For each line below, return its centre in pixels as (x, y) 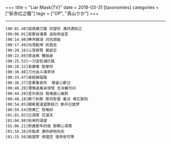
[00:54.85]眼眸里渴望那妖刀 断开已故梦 (42, 104)
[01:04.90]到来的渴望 (26, 121)
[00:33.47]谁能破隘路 (26, 77)
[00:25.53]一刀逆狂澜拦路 (30, 61)
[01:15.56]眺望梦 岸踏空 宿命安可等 (40, 137)
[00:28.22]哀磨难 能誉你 (29, 67)
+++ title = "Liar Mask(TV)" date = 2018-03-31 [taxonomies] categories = (82, 7)
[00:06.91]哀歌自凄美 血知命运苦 (37, 34)
